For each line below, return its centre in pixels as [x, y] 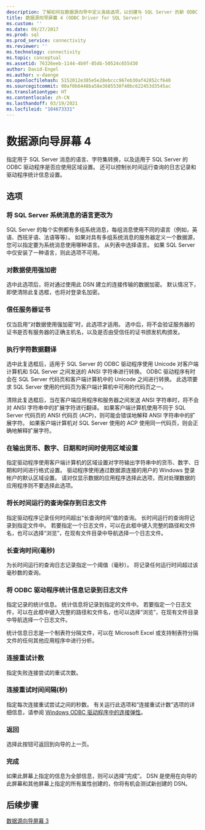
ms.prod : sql [23, 35]
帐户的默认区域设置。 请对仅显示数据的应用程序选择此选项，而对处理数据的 [101, 478]
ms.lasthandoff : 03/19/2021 [42, 103]
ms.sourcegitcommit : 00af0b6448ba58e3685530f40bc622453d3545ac [89, 87]
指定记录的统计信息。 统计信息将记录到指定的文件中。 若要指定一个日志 [96, 605]
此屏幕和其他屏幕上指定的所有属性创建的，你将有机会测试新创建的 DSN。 [99, 784]
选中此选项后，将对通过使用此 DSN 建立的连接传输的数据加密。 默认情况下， [103, 285]
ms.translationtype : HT [37, 92]
